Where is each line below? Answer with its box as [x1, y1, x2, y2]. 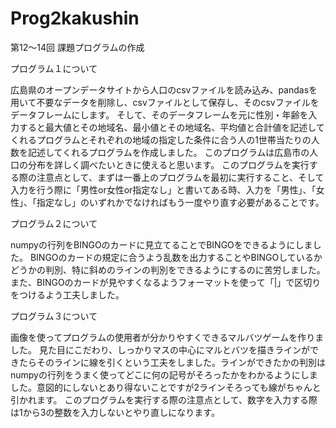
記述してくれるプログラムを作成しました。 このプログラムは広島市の [27, 146, 310, 158]
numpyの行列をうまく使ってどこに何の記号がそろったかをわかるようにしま [10, 368, 318, 381]
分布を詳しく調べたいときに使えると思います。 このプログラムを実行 [27, 158, 310, 171]
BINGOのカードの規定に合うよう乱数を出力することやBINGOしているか [29, 251, 323, 263]
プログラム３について [10, 310, 98, 322]
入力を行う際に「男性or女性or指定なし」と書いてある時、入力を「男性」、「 [10, 183, 317, 196]
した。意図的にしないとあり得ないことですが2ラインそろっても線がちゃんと [10, 381, 322, 393]
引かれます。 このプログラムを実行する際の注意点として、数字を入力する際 [10, 393, 318, 406]
